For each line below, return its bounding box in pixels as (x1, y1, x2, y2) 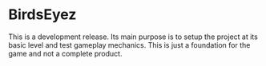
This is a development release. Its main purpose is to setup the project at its (8, 32, 258, 41)
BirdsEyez (8, 6, 77, 24)
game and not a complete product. (8, 49, 123, 58)
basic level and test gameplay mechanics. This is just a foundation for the (8, 40, 251, 49)
